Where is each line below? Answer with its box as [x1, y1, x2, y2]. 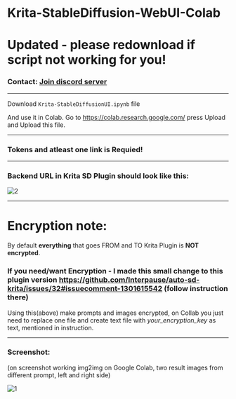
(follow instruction [164, 284, 228, 294]
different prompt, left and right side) [7, 370, 111, 379]
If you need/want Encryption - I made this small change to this [7, 266, 223, 276]
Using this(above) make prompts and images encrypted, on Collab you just [7, 309, 224, 317]
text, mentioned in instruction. [7, 323, 94, 332]
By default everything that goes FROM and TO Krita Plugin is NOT [7, 241, 199, 250]
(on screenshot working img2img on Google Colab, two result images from [7, 363, 223, 372]
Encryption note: [7, 218, 107, 234]
